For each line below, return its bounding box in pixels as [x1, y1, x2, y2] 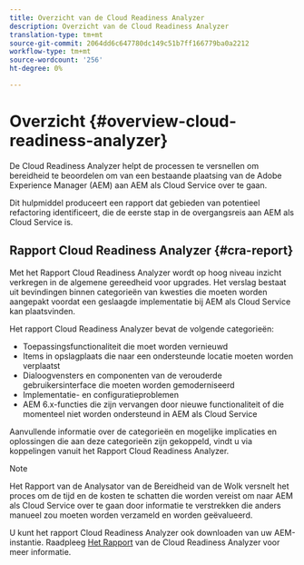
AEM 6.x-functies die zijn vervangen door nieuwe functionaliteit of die [22, 399, 284, 410]
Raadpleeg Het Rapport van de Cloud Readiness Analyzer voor [44, 537, 280, 548]
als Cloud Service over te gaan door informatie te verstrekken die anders [9, 500, 281, 510]
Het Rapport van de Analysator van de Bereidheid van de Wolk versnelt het [9, 481, 289, 491]
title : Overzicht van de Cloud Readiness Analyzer [9, 13, 205, 23]
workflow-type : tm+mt [9, 47, 92, 56]
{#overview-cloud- [89, 111, 238, 132]
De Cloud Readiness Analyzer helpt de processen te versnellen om [9, 160, 260, 171]
